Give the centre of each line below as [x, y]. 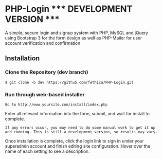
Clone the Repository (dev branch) [47, 72]
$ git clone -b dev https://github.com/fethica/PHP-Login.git [69, 82]
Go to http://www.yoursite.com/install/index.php [56, 105]
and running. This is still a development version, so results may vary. [81, 132]
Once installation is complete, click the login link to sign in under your [74, 141]
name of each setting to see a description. [47, 151]
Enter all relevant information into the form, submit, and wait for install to [77, 113]
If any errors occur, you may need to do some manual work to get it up [80, 127]
